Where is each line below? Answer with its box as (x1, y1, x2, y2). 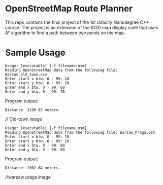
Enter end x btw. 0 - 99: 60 (5, 85, 65, 90)
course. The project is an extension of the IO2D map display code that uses (5, 24, 159, 30)
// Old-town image (5, 116, 42, 122)
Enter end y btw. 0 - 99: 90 (5, 147, 65, 152)
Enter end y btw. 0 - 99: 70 (5, 89, 65, 94)
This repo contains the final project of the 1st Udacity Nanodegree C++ (5, 19, 149, 25)
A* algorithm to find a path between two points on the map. (5, 30, 126, 36)
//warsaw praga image (5, 174, 51, 180)
